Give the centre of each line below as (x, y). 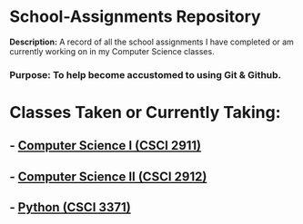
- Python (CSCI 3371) (71, 207)
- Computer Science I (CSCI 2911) (106, 146)
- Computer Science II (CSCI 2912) (108, 176)
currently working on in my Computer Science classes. (112, 51)
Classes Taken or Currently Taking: (145, 113)
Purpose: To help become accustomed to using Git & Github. (146, 74)
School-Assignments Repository (135, 17)
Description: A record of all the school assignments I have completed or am (151, 42)
